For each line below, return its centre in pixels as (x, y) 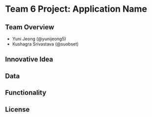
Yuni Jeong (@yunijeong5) (39, 39)
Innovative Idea (29, 59)
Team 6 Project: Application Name (76, 9)
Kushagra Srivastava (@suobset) (45, 44)
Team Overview (30, 27)
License (17, 109)
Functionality (26, 93)
